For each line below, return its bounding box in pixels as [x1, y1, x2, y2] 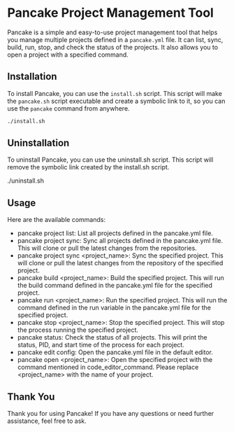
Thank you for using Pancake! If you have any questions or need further [7, 410, 214, 418]
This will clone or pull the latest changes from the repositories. [17, 244, 197, 253]
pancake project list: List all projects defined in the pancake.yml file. [17, 229, 213, 237]
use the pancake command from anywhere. [7, 104, 131, 113]
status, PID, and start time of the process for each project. [17, 341, 185, 349]
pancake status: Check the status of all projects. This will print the [17, 333, 207, 342]
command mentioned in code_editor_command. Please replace [17, 363, 199, 372]
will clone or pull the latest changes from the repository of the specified [17, 259, 224, 267]
